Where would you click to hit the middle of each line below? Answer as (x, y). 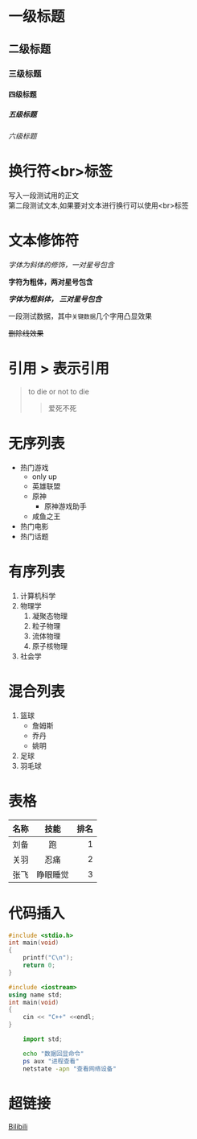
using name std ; (35, 995)
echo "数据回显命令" (53, 1054)
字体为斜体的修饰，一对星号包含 (61, 264)
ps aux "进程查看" (51, 1061)
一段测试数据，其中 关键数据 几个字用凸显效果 (80, 316)
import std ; (43, 1039)
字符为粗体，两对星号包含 (51, 282)
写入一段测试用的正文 (43, 195)
